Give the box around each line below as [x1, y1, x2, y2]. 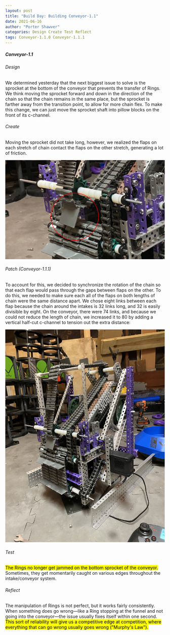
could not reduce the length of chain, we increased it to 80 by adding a [5, 314, 153, 320]
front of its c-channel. [5, 112, 51, 118]
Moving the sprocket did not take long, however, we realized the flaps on [5, 139, 157, 145]
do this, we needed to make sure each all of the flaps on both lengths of [5, 293, 155, 299]
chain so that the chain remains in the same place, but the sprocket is [5, 96, 150, 102]
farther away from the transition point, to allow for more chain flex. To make [5, 101, 163, 107]
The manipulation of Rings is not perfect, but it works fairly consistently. [5, 603, 155, 609]
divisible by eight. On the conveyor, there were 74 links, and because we [5, 309, 156, 315]
